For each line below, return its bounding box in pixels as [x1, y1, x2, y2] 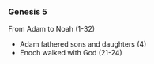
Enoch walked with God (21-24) [19, 48, 122, 58]
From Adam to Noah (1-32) [8, 24, 96, 34]
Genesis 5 [8, 6, 47, 17]
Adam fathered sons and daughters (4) [19, 40, 147, 49]
